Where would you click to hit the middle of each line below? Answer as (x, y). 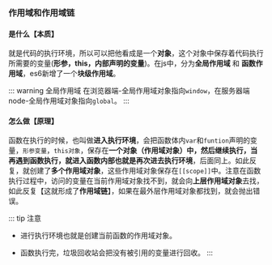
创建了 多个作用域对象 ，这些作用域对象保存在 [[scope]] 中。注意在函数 (145, 171)
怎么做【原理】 (33, 121)
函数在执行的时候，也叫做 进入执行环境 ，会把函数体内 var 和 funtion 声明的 (130, 140)
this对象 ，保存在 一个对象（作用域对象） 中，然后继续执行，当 (155, 151)
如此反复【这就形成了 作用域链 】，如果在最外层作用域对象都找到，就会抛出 (131, 191)
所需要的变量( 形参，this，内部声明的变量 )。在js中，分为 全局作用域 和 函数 (132, 63)
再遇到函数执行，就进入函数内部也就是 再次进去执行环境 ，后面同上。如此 (129, 160)
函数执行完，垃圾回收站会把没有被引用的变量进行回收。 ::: (116, 253)
